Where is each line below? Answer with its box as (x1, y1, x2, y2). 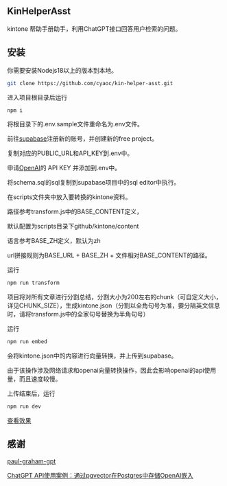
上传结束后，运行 (7, 389, 56, 397)
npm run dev (7, 403, 41, 410)
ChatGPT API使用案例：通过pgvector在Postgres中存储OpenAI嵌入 (7, 471, 194, 479)
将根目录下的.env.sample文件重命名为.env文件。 (7, 120, 144, 128)
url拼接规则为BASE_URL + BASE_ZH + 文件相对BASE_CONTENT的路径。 (7, 251, 211, 259)
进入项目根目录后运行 (7, 93, 67, 102)
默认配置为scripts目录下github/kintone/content (7, 222, 139, 231)
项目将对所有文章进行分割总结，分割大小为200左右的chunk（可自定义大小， (7, 293, 222, 301)
